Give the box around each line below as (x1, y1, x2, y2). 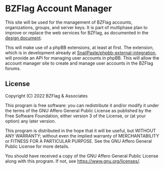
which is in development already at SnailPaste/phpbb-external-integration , (5, 50, 157, 56)
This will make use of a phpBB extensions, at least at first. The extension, (5, 44, 154, 50)
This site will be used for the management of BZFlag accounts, (5, 19, 132, 25)
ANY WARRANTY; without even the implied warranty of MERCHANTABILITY (5, 133, 160, 138)
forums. (5, 65, 21, 71)
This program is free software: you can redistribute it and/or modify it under (5, 102, 159, 108)
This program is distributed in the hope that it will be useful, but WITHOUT (5, 128, 156, 134)
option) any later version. (5, 118, 56, 124)
